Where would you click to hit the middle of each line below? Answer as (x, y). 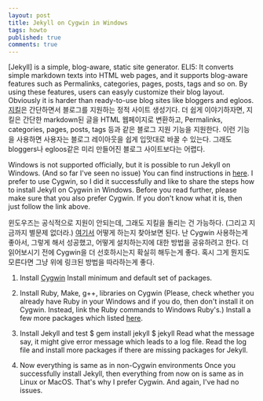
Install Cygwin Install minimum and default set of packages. (116, 278)
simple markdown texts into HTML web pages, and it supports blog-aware (128, 75)
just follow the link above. (49, 207)
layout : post (29, 15)
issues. (31, 391)
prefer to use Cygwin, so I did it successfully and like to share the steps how (131, 182)
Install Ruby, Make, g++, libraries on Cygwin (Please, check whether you (137, 293)
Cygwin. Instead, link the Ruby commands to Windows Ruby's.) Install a (135, 310)
